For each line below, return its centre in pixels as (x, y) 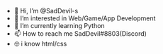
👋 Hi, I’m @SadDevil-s (46, 11)
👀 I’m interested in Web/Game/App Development (85, 18)
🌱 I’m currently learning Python (59, 26)
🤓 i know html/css (40, 43)
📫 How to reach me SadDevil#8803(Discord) (80, 34)
